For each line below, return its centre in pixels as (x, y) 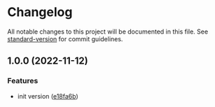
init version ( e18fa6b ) (48, 96)
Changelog (40, 12)
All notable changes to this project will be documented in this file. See (108, 31)
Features (23, 81)
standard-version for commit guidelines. (65, 38)
